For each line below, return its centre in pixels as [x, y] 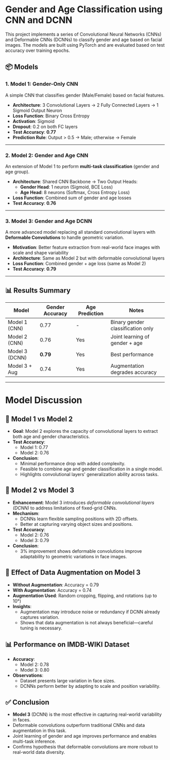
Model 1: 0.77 [34, 448]
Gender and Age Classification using [84, 9]
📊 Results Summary [38, 290]
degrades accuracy [134, 372]
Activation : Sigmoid [33, 121]
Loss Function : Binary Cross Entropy [51, 116]
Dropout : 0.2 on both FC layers [45, 126]
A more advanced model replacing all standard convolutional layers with [80, 232]
